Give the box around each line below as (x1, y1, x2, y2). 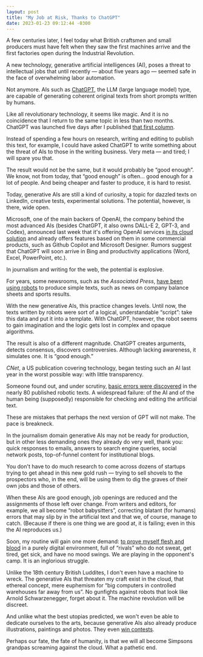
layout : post (6, 8, 39, 15)
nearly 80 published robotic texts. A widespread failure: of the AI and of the (6, 389, 195, 396)
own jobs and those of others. (6, 482, 81, 490)
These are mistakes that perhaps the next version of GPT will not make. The (6, 413, 196, 421)
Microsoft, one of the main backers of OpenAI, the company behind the (6, 216, 185, 223)
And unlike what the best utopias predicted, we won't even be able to (6, 613, 179, 620)
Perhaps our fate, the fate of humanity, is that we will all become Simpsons (6, 638, 193, 645)
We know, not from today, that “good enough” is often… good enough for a (6, 173, 193, 180)
